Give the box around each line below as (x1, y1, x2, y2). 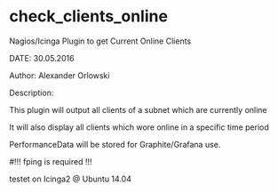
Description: (9, 87, 54, 98)
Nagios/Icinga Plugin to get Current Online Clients (9, 36, 192, 46)
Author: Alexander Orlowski (9, 69, 110, 81)
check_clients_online (9, 6, 169, 27)
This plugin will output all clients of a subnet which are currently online (9, 104, 268, 115)
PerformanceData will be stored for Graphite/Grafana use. (9, 139, 221, 149)
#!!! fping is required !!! (9, 156, 92, 166)
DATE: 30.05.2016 (9, 52, 75, 63)
